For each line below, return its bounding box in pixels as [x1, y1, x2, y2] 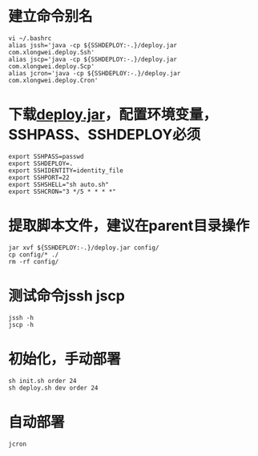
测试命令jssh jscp [8, 287, 126, 305]
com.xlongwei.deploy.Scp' [8, 62, 95, 71]
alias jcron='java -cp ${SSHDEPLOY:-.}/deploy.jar [8, 69, 181, 77]
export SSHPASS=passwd [8, 152, 84, 160]
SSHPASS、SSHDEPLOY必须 [8, 126, 201, 144]
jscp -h [8, 321, 34, 329]
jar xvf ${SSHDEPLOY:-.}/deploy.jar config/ [8, 244, 159, 252]
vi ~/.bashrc [8, 34, 52, 42]
